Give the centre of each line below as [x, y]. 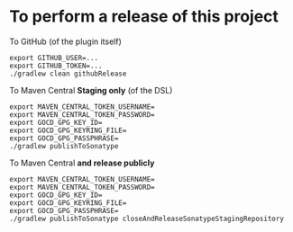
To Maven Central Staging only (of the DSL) [91, 90]
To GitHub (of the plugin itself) [65, 41]
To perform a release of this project [144, 17]
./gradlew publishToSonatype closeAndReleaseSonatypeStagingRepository [146, 219]
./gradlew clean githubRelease [68, 74]
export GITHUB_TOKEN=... [56, 66]
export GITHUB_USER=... [54, 58]
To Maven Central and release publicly [82, 163]
